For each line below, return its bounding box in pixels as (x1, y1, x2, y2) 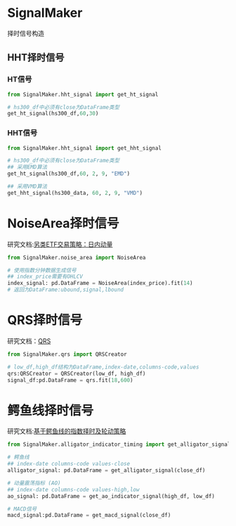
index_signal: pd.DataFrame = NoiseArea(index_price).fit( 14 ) (7, 280, 193, 287)
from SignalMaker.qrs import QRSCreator (7, 351, 128, 358)
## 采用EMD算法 (7, 164, 48, 171)
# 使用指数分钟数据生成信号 (7, 267, 77, 274)
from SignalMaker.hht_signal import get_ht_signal (7, 91, 159, 98)
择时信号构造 (7, 29, 44, 37)
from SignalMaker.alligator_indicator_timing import (7, 441, 165, 448)
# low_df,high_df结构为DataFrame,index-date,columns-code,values (7, 364, 199, 371)
